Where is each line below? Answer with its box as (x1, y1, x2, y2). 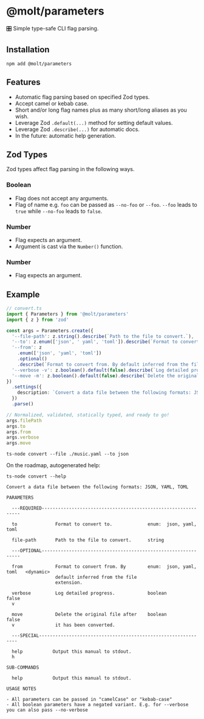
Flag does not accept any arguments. (15, 194, 109, 201)
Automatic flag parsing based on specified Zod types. (15, 93, 150, 101)
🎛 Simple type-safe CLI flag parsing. (6, 24, 99, 32)
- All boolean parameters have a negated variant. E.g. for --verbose (6, 702, 189, 708)
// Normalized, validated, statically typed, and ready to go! (6, 411, 170, 418)
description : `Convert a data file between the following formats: (17, 390, 191, 396)
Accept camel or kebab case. (15, 100, 89, 107)
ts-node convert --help (6, 473, 67, 480)
